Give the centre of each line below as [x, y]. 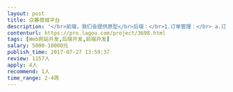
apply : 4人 [23, 65]
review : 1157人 [28, 59]
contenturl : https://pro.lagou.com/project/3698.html [87, 33]
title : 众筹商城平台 [34, 20]
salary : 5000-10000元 [38, 46]
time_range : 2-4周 [33, 78]
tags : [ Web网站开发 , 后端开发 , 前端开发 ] [58, 39]
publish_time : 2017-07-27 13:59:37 [59, 53]
